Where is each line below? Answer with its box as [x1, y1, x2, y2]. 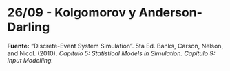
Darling [7, 19, 50, 35]
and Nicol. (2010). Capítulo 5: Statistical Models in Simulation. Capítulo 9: [7, 49, 216, 57]
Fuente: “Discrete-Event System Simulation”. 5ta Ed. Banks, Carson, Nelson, [7, 42, 224, 50]
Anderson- [138, 5, 203, 20]
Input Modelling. [7, 56, 54, 64]
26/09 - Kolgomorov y [7, 5, 136, 20]
